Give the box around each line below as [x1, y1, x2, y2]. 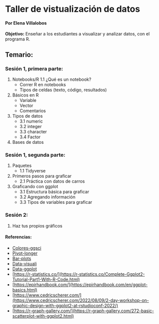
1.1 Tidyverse [19, 168, 46, 174]
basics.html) [12, 287, 38, 292]
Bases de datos [12, 139, 44, 145]
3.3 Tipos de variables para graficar [19, 199, 93, 205]
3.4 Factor [19, 134, 41, 140]
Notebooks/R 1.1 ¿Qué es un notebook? [12, 76, 92, 82]
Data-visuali [12, 260, 37, 266]
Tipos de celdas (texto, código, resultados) [19, 87, 107, 93]
